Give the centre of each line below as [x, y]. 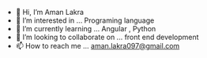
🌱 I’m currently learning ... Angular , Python [86, 29]
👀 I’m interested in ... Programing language [85, 20]
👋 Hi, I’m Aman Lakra [50, 12]
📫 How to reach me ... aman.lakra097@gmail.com [98, 46]
